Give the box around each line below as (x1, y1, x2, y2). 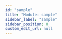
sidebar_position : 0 (5, 21, 49, 27)
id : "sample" (5, 7, 33, 13)
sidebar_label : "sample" (5, 17, 57, 22)
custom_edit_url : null (5, 26, 53, 31)
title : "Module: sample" (5, 12, 57, 17)
